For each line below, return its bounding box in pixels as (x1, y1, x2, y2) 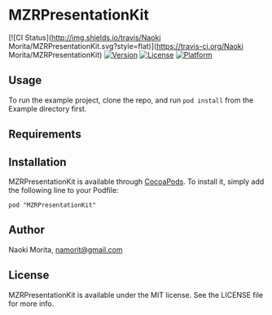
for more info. (8, 299, 55, 308)
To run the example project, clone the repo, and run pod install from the (8, 95, 254, 105)
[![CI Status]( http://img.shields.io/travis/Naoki (8, 33, 161, 42)
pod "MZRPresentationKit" (8, 201, 96, 209)
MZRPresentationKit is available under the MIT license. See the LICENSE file (8, 290, 263, 300)
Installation (8, 155, 67, 168)
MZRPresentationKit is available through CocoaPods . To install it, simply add (8, 177, 265, 186)
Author (8, 223, 45, 237)
